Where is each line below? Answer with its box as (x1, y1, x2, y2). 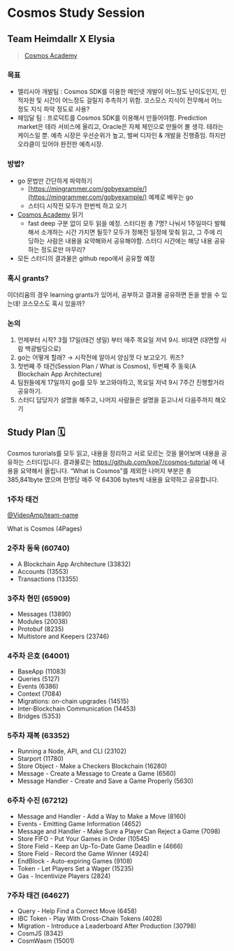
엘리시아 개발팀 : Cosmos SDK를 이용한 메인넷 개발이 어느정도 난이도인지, (17, 88, 219, 96)
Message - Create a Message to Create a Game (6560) (17, 769, 177, 778)
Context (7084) (17, 690, 61, 698)
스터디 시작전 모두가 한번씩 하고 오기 (27, 201, 127, 210)
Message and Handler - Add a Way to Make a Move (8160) (17, 812, 187, 821)
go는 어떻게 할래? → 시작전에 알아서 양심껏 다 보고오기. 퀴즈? (17, 353, 184, 362)
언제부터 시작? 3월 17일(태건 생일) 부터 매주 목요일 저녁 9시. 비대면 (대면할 (17, 336, 220, 344)
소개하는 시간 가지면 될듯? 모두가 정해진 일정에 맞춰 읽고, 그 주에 (41, 228, 215, 236)
